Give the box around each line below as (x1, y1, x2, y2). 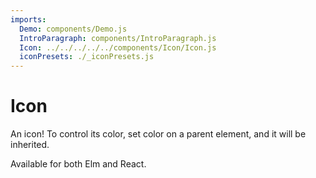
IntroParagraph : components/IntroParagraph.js (19, 33, 217, 43)
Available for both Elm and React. (10, 158, 147, 170)
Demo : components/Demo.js (19, 24, 128, 34)
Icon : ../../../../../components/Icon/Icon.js (19, 42, 217, 53)
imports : (10, 14, 47, 25)
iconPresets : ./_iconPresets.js (19, 52, 155, 62)
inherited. (10, 139, 50, 151)
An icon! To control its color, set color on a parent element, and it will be (10, 128, 307, 140)
